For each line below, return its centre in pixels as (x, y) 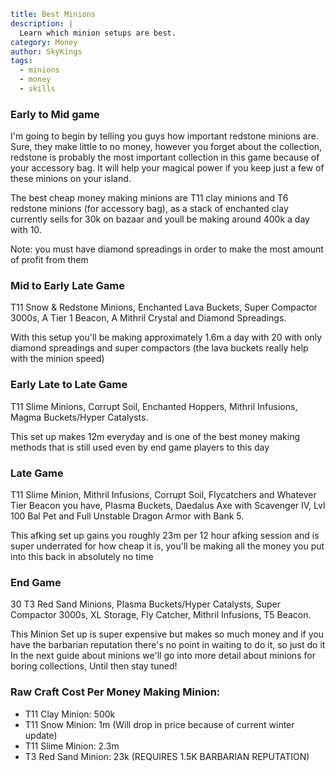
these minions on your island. (71, 179)
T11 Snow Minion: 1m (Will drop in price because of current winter (159, 724)
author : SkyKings (46, 51)
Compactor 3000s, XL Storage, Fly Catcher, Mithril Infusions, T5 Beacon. (161, 615)
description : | (42, 23)
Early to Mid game (55, 114)
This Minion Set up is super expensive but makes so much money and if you (167, 634)
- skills (37, 89)
